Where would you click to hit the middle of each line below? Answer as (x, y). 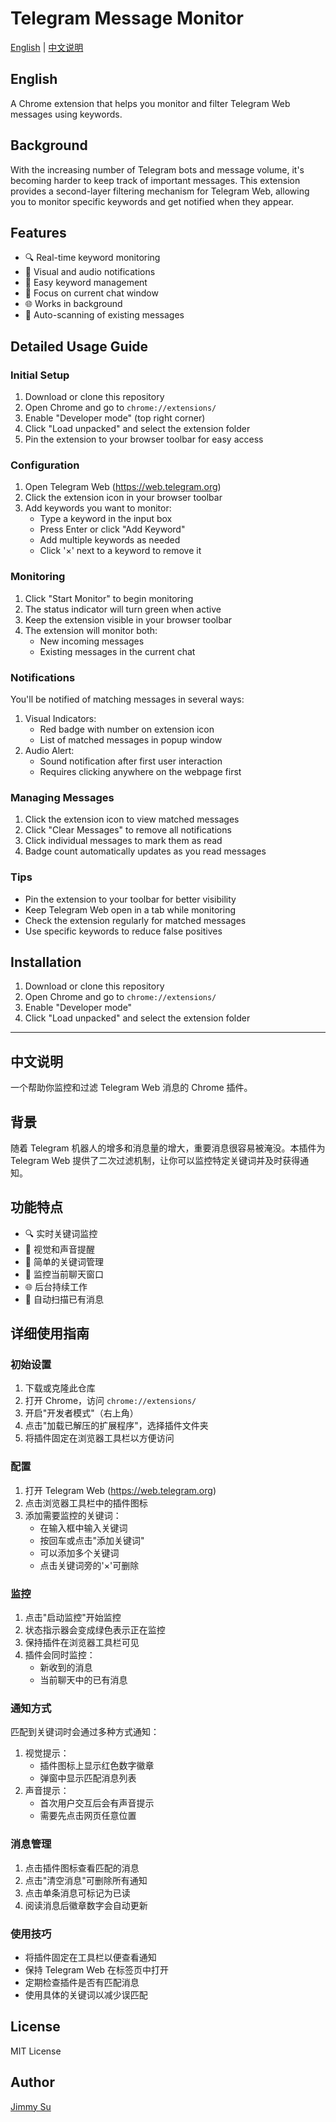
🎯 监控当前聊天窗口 (64, 1274)
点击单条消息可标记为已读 (77, 1893)
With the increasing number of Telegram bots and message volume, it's (157, 169)
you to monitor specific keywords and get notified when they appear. (152, 201)
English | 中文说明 (47, 47)
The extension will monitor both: (91, 630)
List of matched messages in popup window (131, 739)
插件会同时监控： (60, 1655)
